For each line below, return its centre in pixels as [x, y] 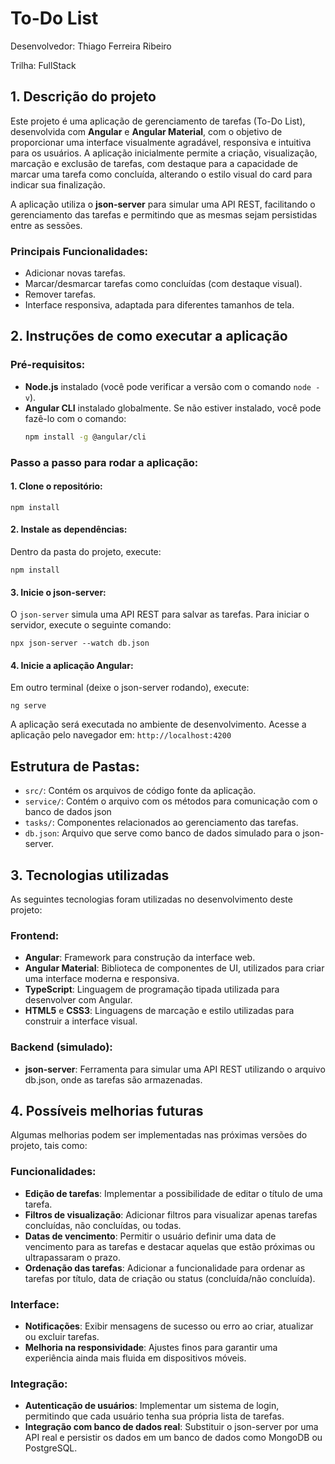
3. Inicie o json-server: [58, 592]
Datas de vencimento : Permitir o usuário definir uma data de [150, 1236]
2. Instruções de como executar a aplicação [149, 336]
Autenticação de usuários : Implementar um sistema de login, [152, 1406]
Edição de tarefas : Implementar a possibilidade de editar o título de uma [173, 1193]
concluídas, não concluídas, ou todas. [103, 1225]
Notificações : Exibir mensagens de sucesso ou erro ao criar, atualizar [169, 1326]
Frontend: [35, 935]
